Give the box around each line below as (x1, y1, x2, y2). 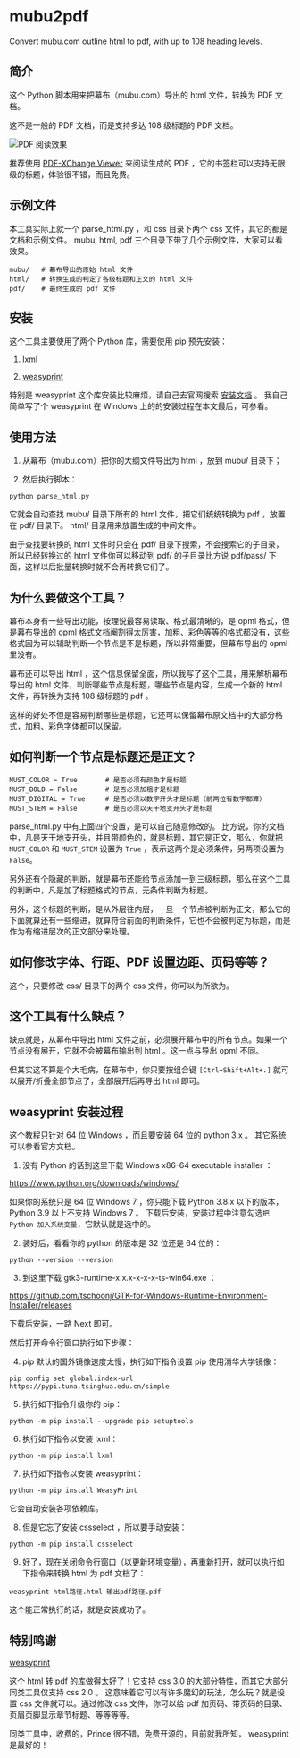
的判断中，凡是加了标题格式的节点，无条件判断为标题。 (9, 884, 212, 895)
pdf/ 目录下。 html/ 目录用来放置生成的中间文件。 (19, 520, 201, 531)
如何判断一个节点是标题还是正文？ (9, 749, 197, 764)
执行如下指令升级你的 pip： (21, 1399, 123, 1410)
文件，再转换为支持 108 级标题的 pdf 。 (9, 691, 154, 701)
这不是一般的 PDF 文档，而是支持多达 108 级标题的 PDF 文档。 (9, 119, 238, 131)
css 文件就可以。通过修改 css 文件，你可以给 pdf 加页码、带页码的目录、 (19, 1698, 287, 1709)
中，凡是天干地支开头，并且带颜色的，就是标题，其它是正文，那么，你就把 (9, 832, 283, 842)
